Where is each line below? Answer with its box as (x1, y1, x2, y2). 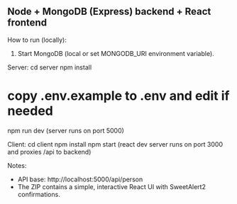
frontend (7, 17, 48, 29)
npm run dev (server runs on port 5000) (7, 126, 124, 135)
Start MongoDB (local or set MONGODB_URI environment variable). (17, 49, 214, 57)
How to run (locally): (7, 35, 67, 44)
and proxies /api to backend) (7, 147, 92, 156)
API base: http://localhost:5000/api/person (17, 175, 143, 183)
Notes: (7, 161, 27, 169)
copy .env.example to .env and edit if (7, 88, 230, 103)
